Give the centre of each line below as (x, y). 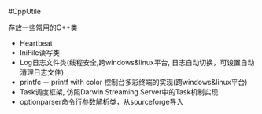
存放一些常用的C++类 (43, 28)
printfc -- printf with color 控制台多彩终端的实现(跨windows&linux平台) (133, 82)
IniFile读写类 (40, 53)
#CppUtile (25, 11)
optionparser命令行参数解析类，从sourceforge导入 (101, 102)
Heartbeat (36, 43)
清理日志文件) (42, 72)
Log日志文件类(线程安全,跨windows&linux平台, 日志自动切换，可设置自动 (137, 63)
